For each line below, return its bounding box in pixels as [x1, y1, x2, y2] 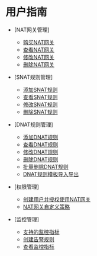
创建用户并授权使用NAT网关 [22, 196, 91, 203]
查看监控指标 [22, 243, 54, 250]
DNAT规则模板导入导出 [22, 170, 79, 178]
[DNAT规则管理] [14, 121, 54, 128]
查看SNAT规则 [22, 93, 58, 101]
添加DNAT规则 [22, 133, 59, 140]
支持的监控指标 [22, 228, 60, 235]
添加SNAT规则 [22, 86, 58, 93]
